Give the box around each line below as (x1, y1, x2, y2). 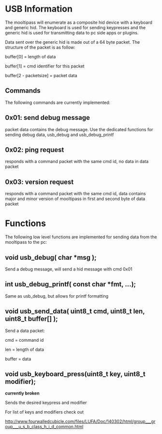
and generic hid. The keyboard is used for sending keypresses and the (5, 24, 146, 30)
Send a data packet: (5, 328, 45, 334)
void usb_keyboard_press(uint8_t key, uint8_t (5, 370, 146, 378)
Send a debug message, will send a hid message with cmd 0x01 (5, 266, 133, 272)
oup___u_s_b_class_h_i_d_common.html (5, 424, 84, 430)
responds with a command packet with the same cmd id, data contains (5, 191, 146, 197)
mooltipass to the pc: (5, 239, 47, 245)
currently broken (5, 390, 40, 396)
